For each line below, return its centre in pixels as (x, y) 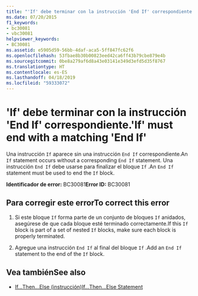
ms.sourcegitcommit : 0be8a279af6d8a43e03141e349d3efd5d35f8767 (86, 61)
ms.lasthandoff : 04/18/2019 (41, 78)
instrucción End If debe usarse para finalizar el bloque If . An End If (90, 166)
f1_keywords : (22, 22)
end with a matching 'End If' (76, 138)
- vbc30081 (20, 34)
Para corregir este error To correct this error (88, 203)
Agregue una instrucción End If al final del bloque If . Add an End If (98, 247)
